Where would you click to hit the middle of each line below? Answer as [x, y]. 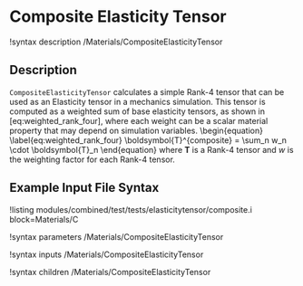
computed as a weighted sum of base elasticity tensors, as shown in [137, 111]
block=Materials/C [44, 219]
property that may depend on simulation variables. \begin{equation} [136, 130]
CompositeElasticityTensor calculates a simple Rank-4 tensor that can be [147, 91]
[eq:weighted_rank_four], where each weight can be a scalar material [139, 120]
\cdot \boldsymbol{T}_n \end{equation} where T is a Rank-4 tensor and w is [151, 149]
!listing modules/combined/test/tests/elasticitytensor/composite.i [131, 209]
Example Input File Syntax [84, 188]
